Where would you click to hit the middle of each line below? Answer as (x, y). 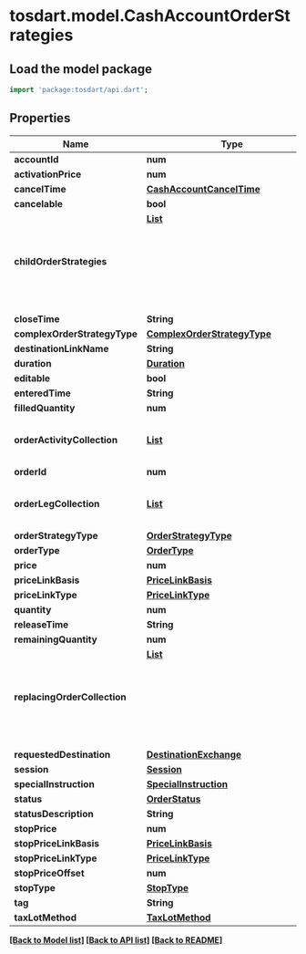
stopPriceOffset (49, 873)
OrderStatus (173, 799)
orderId (31, 472)
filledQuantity (45, 408)
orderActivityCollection (66, 440)
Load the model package (81, 69)
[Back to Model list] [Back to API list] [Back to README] (116, 939)
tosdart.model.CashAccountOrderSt (150, 16)
